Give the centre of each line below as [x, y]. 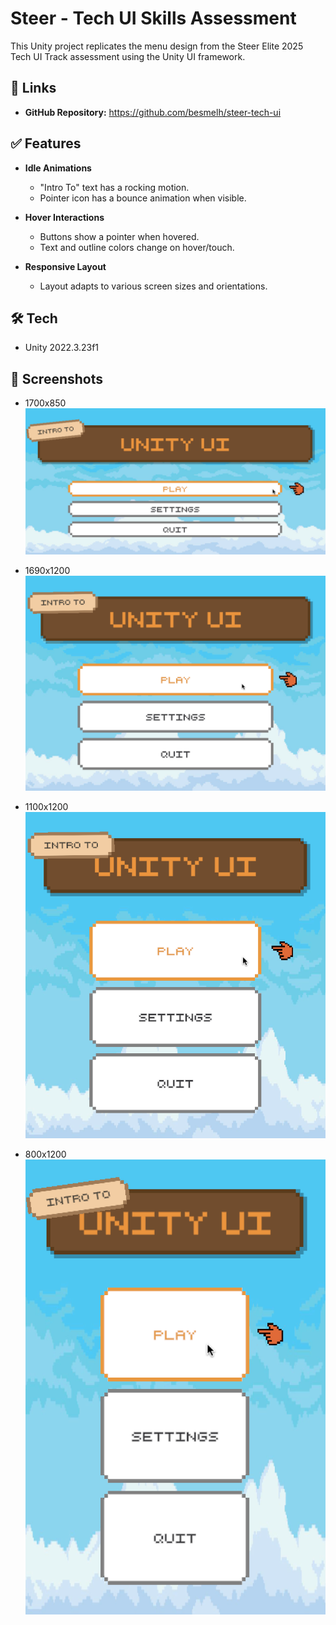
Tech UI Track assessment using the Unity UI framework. [128, 56]
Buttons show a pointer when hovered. [119, 236]
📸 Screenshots [57, 378]
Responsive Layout [65, 266]
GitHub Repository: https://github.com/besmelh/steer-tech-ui [153, 112]
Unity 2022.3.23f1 [62, 348]
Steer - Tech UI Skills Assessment [153, 18]
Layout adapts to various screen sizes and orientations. [153, 286]
